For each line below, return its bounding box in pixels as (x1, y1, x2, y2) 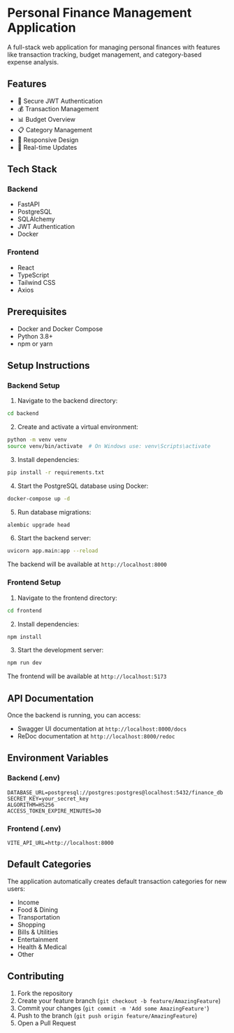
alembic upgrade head (7, 521, 71, 528)
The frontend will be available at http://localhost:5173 (7, 672, 167, 680)
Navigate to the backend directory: (17, 397, 118, 405)
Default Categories (7, 859, 92, 871)
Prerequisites (7, 306, 67, 318)
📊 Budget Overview (17, 115, 75, 123)
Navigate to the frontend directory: (17, 593, 117, 602)
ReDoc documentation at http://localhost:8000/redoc (17, 732, 175, 740)
